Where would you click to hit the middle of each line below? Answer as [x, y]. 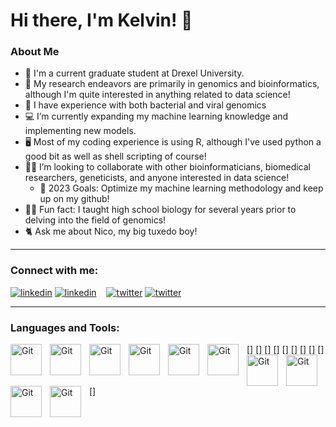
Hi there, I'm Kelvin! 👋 [101, 20]
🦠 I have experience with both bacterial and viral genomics [145, 105]
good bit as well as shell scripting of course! [115, 156]
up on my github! [74, 199]
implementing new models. [80, 131]
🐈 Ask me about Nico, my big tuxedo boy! [111, 231]
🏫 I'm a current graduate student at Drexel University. [134, 73]
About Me [35, 52]
